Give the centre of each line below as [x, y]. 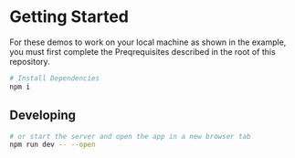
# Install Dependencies [55, 78]
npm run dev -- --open [53, 145]
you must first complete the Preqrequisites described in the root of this [142, 51]
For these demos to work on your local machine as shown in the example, [148, 42]
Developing [42, 116]
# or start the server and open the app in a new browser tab [130, 136]
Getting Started [69, 17]
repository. [30, 61]
